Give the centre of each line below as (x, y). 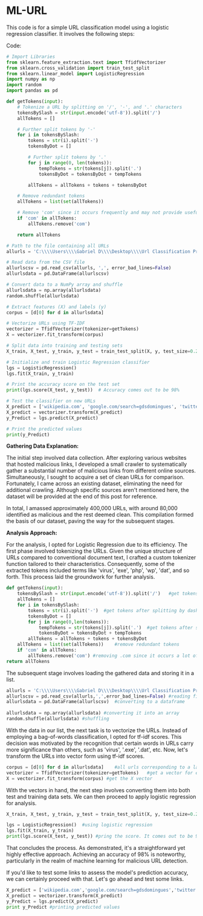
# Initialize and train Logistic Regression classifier (78, 362)
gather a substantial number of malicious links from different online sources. (101, 471)
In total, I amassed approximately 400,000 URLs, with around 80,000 (92, 508)
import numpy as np (31, 79)
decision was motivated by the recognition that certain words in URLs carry (100, 743)
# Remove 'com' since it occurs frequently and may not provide (100, 213)
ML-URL (27, 11)
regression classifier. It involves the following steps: (70, 33)
